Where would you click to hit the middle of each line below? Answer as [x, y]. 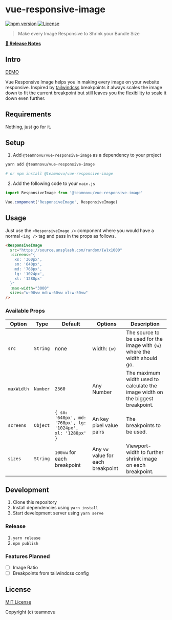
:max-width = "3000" [30, 288]
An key [100, 419]
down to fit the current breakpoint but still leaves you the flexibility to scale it [86, 93]
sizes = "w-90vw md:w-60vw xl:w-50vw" [49, 293]
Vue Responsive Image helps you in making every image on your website [82, 82]
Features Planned [28, 556]
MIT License [18, 602]
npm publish [25, 543]
